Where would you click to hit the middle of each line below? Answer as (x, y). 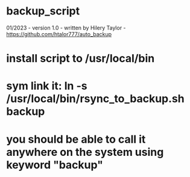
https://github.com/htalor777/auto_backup (59, 34)
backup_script (43, 11)
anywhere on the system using (85, 152)
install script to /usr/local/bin (81, 59)
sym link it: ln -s (47, 86)
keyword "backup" (55, 165)
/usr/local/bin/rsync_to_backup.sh (96, 99)
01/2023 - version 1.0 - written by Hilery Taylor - (66, 28)
